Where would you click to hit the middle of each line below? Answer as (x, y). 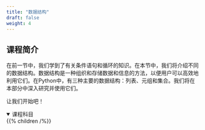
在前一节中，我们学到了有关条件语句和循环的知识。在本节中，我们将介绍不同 (103, 65)
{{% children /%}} (29, 121)
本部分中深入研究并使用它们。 (44, 88)
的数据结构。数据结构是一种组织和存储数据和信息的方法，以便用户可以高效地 (103, 73)
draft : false (23, 18)
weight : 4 (19, 23)
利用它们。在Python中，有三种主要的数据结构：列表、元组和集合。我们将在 (101, 81)
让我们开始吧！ (25, 101)
